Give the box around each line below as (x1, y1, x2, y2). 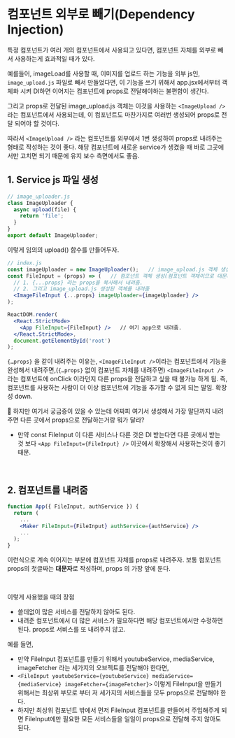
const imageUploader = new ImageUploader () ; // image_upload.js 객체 (7, 266, 218, 273)
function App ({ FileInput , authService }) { (7, 503, 139, 511)
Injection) (7, 22, 64, 38)
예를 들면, (7, 640, 34, 648)
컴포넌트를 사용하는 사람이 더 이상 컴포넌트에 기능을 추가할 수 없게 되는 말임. (7, 383, 215, 392)
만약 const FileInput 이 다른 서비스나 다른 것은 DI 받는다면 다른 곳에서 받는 (17, 431, 221, 439)
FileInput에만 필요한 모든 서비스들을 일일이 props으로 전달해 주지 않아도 (24, 715, 222, 723)
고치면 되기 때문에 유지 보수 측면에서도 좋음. (20, 151, 140, 159)
